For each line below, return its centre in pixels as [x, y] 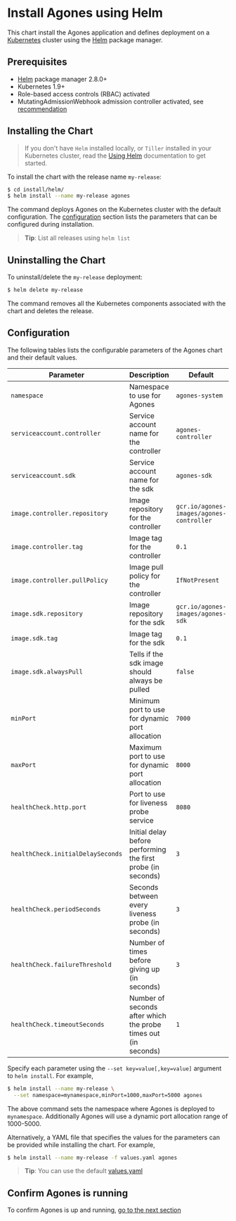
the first [142, 858]
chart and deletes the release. [51, 311]
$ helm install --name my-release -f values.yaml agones [92, 1158]
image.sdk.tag [34, 638]
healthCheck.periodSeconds [56, 909]
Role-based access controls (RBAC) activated [84, 94]
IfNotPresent [198, 580]
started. [36, 163]
